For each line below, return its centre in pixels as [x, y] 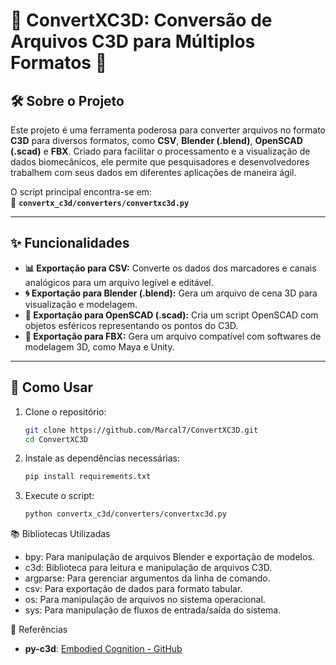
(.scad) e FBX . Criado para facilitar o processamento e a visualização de [160, 151]
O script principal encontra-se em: [81, 192]
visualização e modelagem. [81, 304]
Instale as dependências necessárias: [102, 458]
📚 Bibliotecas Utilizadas [60, 534]
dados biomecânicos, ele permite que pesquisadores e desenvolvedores [160, 162]
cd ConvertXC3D [56, 439]
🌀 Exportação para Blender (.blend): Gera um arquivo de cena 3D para [171, 293]
